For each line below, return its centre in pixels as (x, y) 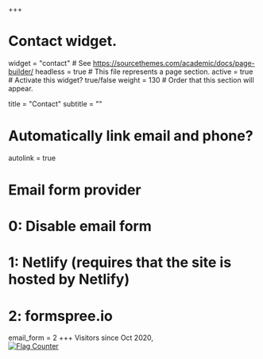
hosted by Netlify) (69, 280)
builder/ (21, 71)
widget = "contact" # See (50, 63)
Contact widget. (63, 41)
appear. (21, 88)
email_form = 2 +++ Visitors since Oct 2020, (81, 338)
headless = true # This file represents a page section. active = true (144, 71)
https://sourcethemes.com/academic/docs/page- (174, 63)
